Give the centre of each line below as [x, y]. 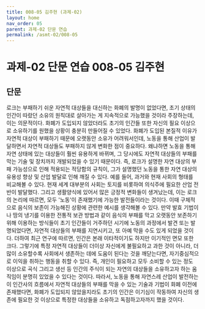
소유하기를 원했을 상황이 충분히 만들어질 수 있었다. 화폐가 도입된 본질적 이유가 [105, 131]
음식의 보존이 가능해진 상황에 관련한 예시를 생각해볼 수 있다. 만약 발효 [100, 208]
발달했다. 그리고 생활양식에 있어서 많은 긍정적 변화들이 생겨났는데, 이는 [102, 192]
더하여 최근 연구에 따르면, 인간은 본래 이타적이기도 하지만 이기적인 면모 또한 [104, 238]
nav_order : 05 [24, 23]
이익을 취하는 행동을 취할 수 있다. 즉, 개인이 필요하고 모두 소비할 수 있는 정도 [103, 261]
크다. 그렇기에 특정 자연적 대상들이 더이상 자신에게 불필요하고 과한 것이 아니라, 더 [102, 246]
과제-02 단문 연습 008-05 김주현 [86, 67]
